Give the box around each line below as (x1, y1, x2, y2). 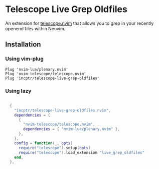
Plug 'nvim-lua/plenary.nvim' (5, 67, 69, 72)
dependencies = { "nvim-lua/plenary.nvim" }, (23, 127, 120, 132)
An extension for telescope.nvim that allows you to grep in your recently (5, 20, 154, 26)
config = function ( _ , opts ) (14, 140, 73, 146)
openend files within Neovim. (5, 25, 66, 31)
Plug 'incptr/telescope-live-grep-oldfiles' (5, 76, 100, 81)
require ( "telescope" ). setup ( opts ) (18, 145, 91, 150)
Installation (5, 40, 41, 49)
